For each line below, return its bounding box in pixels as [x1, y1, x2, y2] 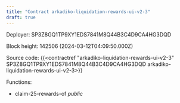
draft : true [6, 14, 36, 20]
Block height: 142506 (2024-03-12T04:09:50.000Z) [6, 43, 134, 50]
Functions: [6, 78, 32, 86]
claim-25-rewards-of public [14, 90, 83, 97]
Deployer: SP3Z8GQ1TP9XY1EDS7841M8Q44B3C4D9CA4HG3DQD [6, 31, 172, 38]
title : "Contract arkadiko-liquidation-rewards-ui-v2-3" [6, 8, 151, 15]
